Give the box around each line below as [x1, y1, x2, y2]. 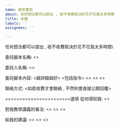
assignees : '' [5, 25, 34, 30]
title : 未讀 [5, 16, 28, 21]
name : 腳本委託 [5, 7, 33, 12]
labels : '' [5, 21, 27, 26]
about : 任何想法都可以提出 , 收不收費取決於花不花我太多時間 [5, 12, 115, 17]
